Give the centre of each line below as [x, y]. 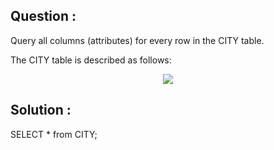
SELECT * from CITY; [54, 134]
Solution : [41, 110]
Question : [43, 16]
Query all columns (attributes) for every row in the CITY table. [137, 40]
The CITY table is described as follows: [91, 60]
